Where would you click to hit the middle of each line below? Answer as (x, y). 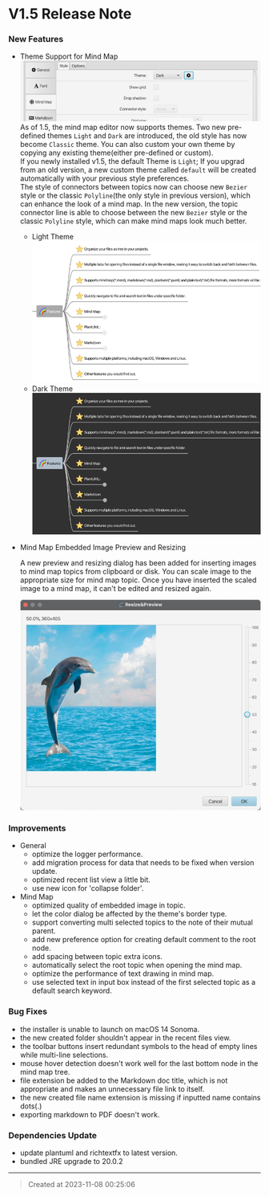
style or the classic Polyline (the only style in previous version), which (135, 196)
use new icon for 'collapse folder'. (88, 888)
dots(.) (31, 1106)
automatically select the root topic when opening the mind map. (137, 965)
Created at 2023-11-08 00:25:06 (82, 1184)
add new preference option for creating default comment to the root (144, 940)
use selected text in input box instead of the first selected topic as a (144, 982)
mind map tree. (45, 1072)
